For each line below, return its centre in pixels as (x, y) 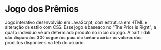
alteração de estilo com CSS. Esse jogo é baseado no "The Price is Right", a (80, 27)
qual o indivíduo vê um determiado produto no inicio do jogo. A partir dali (78, 32)
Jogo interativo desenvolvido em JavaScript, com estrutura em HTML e (76, 22)
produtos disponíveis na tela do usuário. (45, 42)
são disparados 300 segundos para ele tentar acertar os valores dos (73, 37)
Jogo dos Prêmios (42, 9)
